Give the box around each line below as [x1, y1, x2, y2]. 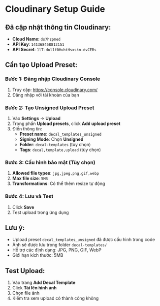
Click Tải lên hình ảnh [12, 285, 57, 291]
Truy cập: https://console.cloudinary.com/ [12, 87, 98, 92]
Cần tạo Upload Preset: [5, 61, 78, 69]
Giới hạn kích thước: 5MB [12, 252, 64, 258]
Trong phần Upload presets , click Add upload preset [12, 121, 121, 126]
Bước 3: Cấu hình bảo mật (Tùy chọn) [5, 159, 96, 166]
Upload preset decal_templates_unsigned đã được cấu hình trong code [12, 237, 155, 243]
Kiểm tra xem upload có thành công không [12, 295, 99, 301]
